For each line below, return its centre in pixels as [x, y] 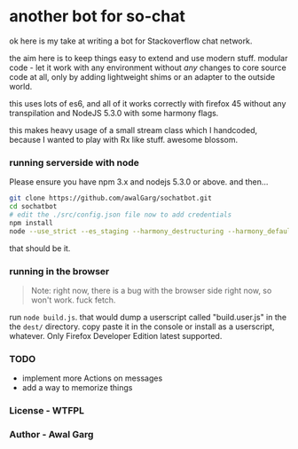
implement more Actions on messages [92, 378]
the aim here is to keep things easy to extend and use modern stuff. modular [149, 58]
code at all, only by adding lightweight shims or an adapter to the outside [142, 76]
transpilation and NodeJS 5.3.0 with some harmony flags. [114, 113]
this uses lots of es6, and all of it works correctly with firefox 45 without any [148, 103]
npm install [31, 223]
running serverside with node [74, 162]
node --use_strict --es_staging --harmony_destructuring [117, 231]
